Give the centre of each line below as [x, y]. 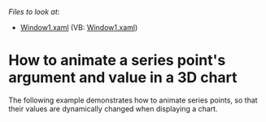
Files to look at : [34, 12]
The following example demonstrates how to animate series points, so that [133, 100]
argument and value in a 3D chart [123, 78]
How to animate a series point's [117, 61]
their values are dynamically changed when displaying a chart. [113, 108]
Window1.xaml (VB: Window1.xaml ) [79, 27]
